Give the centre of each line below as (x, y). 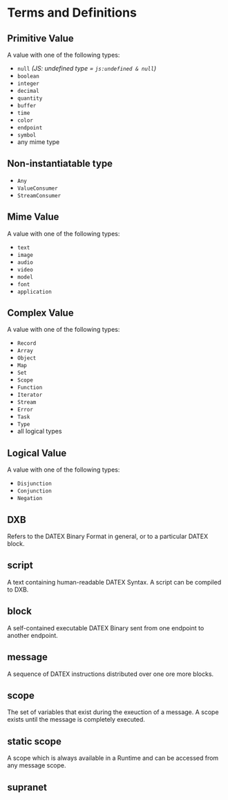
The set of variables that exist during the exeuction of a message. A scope (113, 712)
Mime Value (33, 217)
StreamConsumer (39, 195)
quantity (30, 98)
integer (28, 84)
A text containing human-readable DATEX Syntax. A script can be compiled (114, 582)
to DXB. (18, 589)
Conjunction (34, 491)
